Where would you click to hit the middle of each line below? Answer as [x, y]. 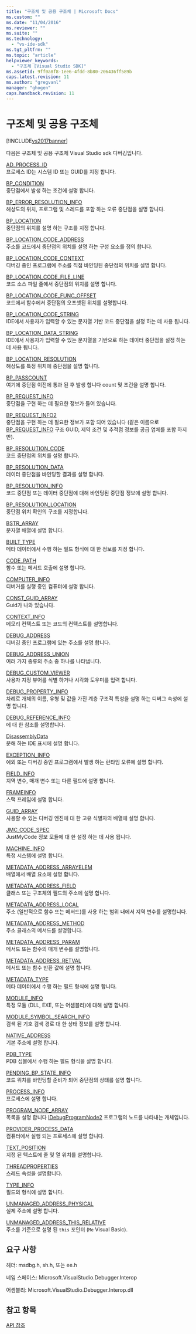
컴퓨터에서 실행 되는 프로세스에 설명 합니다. [55, 1136]
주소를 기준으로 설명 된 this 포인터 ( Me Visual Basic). [67, 1229]
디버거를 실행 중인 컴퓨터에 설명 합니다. [51, 586]
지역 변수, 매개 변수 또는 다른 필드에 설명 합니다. [61, 780]
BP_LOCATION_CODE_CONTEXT [45, 258]
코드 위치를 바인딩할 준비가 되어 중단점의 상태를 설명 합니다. [74, 1079]
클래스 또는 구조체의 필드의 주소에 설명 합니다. [59, 893]
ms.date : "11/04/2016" [34, 22]
